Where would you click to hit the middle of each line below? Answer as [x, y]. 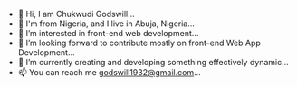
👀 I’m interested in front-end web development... [108, 33]
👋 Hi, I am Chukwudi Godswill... [77, 14]
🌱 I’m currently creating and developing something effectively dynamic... [153, 62]
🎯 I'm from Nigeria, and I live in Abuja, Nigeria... [106, 24]
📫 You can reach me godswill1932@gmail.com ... [109, 72]
